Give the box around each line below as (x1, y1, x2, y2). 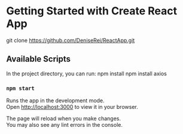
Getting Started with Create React (6, 4, 178, 18)
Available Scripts (6, 54, 71, 64)
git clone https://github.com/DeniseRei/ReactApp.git (6, 36, 135, 44)
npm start (6, 85, 35, 92)
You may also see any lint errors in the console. (6, 121, 123, 129)
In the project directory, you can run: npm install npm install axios (6, 70, 167, 77)
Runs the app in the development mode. (6, 97, 105, 104)
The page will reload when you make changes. (6, 115, 121, 122)
